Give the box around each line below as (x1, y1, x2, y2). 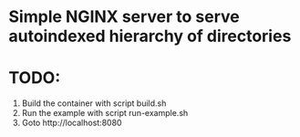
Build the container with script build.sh (21, 98, 167, 109)
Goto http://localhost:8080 (21, 117, 122, 129)
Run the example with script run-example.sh (21, 108, 189, 119)
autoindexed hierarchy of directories (8, 26, 292, 47)
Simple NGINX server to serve (8, 6, 241, 27)
